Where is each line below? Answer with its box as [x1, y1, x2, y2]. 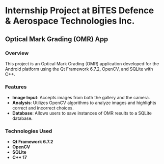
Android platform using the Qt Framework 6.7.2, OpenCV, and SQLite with [5, 66, 153, 72]
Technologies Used [5, 128, 53, 135]
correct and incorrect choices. [12, 105, 74, 111]
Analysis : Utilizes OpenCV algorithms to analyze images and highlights [12, 100, 157, 106]
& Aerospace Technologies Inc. [5, 15, 135, 27]
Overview [5, 50, 29, 56]
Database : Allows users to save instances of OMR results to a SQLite [12, 110, 152, 116]
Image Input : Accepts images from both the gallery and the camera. [12, 95, 150, 101]
